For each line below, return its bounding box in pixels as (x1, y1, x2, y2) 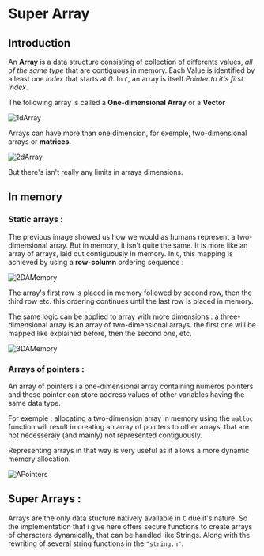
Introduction (8, 36, 71, 50)
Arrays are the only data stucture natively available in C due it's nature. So (8, 513, 248, 523)
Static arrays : (8, 214, 63, 225)
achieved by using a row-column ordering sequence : (8, 257, 184, 267)
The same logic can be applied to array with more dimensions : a (8, 312, 219, 321)
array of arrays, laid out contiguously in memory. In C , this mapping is (8, 248, 233, 258)
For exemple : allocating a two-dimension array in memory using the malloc (8, 413, 254, 423)
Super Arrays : (8, 492, 81, 506)
